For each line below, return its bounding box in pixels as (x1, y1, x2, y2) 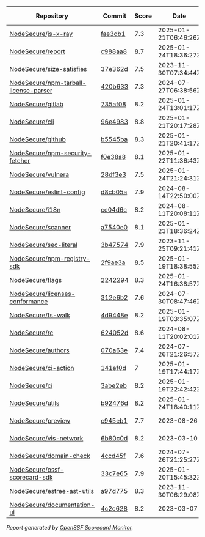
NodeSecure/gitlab (9, 100, 64, 108)
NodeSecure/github (9, 135, 66, 143)
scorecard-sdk (9, 473, 53, 481)
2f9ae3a (100, 258, 126, 267)
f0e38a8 (100, 153, 126, 161)
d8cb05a (100, 188, 128, 196)
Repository (35, 12, 69, 20)
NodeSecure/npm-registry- (9, 254, 90, 262)
